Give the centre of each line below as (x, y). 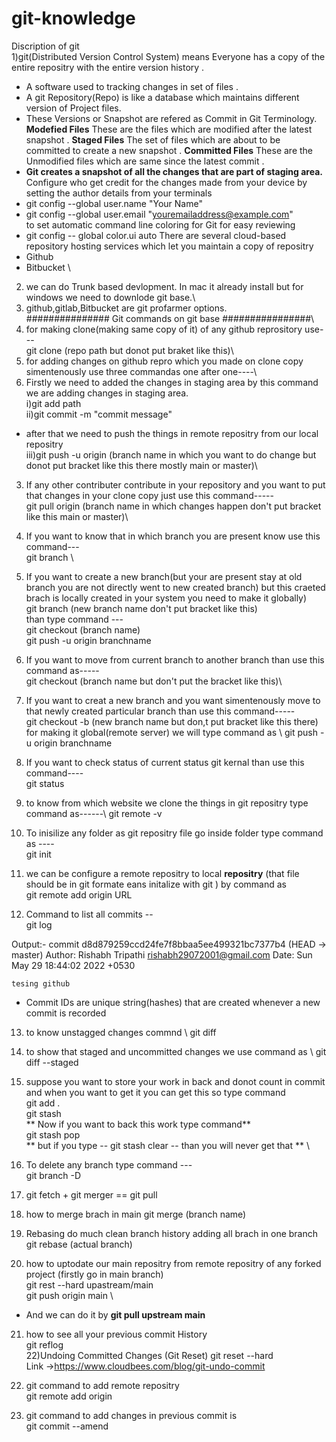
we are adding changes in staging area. (107, 393)
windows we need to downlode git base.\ (110, 297)
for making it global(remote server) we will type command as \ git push (172, 732)
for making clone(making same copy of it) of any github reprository (164, 329)
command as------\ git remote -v (94, 813)
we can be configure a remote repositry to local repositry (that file (162, 873)
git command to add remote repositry (102, 1385)
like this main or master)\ (77, 516)
